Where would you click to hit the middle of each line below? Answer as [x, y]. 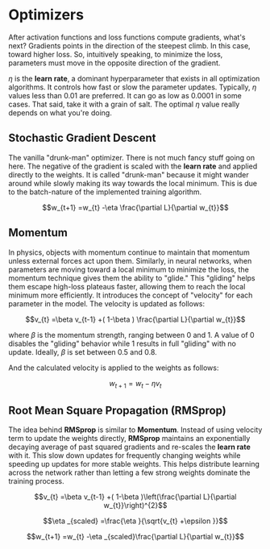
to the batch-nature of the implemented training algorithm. [105, 192]
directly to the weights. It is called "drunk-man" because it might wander [129, 174]
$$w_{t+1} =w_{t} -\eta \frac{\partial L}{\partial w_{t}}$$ [135, 207]
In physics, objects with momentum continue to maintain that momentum [129, 252]
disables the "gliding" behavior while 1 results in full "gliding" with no [122, 343]
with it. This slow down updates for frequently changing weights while [125, 455]
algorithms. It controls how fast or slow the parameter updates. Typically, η [133, 87]
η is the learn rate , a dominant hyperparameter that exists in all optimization [134, 78]
